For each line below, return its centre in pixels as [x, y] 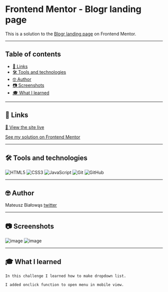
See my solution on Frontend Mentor [43, 137]
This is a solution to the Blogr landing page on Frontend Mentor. [71, 34]
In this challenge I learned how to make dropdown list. [66, 276]
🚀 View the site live [25, 127]
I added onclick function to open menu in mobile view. [64, 284]
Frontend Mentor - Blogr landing [73, 9]
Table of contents [33, 54]
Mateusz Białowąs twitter [31, 205]
